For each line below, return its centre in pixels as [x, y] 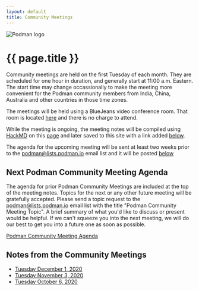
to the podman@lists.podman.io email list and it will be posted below [90, 154]
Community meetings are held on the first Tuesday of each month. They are [99, 74]
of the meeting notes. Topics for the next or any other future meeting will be [99, 193]
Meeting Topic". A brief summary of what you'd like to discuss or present [96, 212]
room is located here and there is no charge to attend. [72, 118]
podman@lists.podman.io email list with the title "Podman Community [91, 205]
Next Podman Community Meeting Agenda [87, 172]
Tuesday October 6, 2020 [46, 282]
